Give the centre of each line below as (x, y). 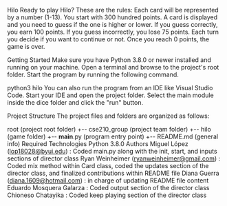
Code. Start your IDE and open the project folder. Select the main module (111, 95)
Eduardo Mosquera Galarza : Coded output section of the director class (108, 188)
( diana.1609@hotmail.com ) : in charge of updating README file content (108, 181)
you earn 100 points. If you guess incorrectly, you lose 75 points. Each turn (113, 32)
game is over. (26, 47)
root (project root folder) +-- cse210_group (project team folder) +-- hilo (109, 129)
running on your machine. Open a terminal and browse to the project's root (113, 67)
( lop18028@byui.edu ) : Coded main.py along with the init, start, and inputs (112, 151)
